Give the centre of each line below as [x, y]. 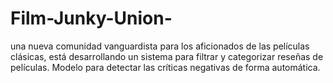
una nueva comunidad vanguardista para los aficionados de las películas [160, 46]
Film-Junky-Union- [91, 18]
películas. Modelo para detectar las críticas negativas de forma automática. [165, 67]
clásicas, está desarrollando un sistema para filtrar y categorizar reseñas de [167, 56]
